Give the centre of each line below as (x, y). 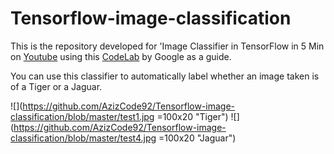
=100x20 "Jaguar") (197, 138)
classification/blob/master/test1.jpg (82, 116)
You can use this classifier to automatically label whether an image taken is (165, 76)
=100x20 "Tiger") (192, 116)
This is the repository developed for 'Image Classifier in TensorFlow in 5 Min (167, 46)
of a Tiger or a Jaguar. (56, 86)
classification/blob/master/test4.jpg (83, 138)
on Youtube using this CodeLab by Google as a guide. (121, 56)
